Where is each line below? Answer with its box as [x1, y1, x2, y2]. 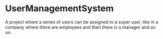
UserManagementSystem [5, 3, 114, 14]
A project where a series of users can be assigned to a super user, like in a [5, 19, 159, 25]
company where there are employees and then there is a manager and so [5, 24, 156, 30]
